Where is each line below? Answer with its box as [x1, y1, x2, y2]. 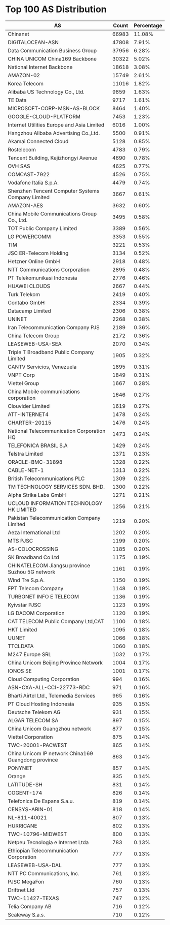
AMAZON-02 [8, 72, 40, 79]
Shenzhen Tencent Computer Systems [8, 187, 100, 194]
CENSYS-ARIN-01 [8, 806, 54, 813]
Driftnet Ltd [8, 886, 35, 894]
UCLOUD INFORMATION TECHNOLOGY [8, 499, 103, 506]
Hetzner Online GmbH [8, 258, 60, 265]
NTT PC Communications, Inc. [8, 870, 79, 877]
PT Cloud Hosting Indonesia [8, 700, 74, 707]
